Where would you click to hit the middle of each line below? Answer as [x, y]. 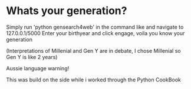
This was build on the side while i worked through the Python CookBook [94, 80]
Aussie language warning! [38, 68]
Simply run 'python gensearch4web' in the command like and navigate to [95, 27]
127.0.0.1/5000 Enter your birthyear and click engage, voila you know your [95, 33]
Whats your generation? [67, 11]
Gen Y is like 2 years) [32, 57]
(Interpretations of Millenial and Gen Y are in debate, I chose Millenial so [93, 50]
